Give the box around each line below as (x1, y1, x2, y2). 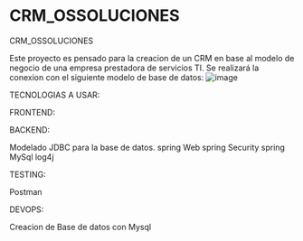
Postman (9, 186, 43, 197)
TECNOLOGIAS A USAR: (9, 89, 100, 100)
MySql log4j (9, 151, 54, 162)
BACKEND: (9, 124, 51, 135)
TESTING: (9, 169, 47, 180)
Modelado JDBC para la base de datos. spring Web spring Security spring (9, 142, 285, 153)
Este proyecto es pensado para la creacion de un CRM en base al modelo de (9, 52, 295, 63)
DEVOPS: (9, 204, 44, 215)
